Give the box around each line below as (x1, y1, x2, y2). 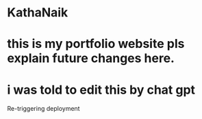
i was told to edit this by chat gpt (7, 82, 196, 97)
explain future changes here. (7, 51, 175, 66)
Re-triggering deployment (7, 105, 80, 113)
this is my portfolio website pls (7, 36, 185, 52)
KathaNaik (7, 5, 68, 21)
